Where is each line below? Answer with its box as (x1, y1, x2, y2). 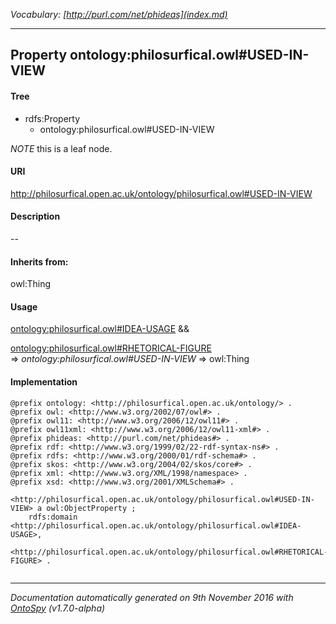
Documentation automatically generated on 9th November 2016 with (10, 591, 294, 603)
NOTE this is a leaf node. (10, 142, 113, 154)
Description (10, 210, 61, 223)
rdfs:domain (28, 512, 78, 522)
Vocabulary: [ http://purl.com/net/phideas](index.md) (10, 9, 228, 20)
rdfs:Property (24, 112, 81, 124)
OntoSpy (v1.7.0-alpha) (10, 602, 106, 614)
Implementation (10, 376, 78, 388)
